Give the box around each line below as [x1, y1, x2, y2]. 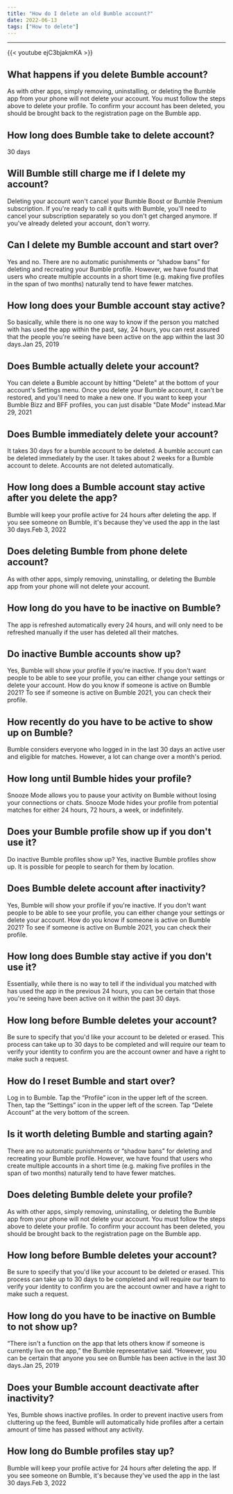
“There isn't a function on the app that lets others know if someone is [7, 1339, 205, 1348]
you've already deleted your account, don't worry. [7, 219, 150, 227]
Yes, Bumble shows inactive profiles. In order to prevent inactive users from [7, 1411, 223, 1419]
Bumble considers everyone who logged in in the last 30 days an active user [7, 745, 225, 754]
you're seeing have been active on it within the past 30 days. [7, 994, 181, 1002]
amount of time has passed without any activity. [7, 1425, 144, 1434]
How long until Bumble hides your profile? [7, 772, 192, 784]
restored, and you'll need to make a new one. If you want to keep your [7, 393, 207, 402]
